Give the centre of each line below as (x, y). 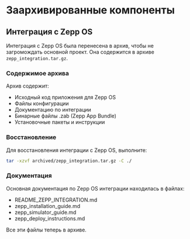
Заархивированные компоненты (91, 10)
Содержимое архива (37, 73)
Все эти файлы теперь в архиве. (46, 230)
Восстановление (31, 137)
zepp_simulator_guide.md (45, 212)
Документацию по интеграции (53, 110)
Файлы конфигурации (42, 103)
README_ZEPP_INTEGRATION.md (56, 200)
